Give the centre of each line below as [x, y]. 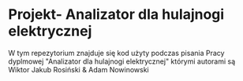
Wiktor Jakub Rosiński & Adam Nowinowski [79, 69]
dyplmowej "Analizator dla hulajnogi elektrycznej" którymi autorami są [122, 61]
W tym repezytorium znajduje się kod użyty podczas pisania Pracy [116, 53]
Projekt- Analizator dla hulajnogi [116, 15]
